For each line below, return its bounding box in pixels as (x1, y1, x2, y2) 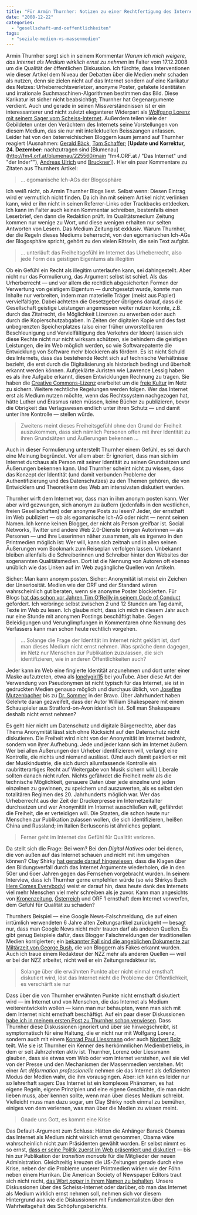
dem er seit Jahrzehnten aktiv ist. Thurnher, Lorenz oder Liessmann (6, 1048, 170, 1055)
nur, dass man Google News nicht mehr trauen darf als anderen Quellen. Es (6, 925, 188, 932)
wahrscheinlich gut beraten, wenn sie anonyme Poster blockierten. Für (6, 588, 177, 595)
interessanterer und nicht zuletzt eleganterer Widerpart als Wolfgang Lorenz (6, 108, 191, 115)
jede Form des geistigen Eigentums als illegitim (20, 256, 134, 262)
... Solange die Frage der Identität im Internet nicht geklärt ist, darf (20, 637, 181, 644)
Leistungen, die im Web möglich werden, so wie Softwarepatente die (6, 342, 172, 349)
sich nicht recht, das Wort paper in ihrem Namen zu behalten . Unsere (6, 1177, 174, 1184)
